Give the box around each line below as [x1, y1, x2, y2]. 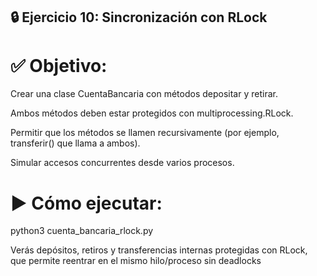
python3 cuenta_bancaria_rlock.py [10, 225, 154, 237]
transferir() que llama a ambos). [10, 137, 141, 149]
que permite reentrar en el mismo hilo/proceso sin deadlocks [10, 255, 262, 267]
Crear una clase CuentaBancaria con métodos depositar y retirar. [10, 88, 278, 100]
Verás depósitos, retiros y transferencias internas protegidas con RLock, [10, 244, 308, 256]
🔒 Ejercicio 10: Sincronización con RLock [10, 9, 268, 26]
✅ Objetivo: [10, 54, 108, 77]
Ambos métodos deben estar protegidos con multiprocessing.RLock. [10, 107, 294, 119]
